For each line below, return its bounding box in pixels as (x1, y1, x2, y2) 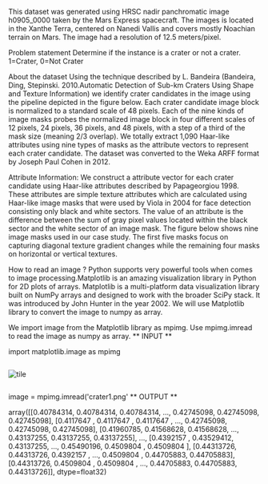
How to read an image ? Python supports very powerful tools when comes (8, 264, 254, 274)
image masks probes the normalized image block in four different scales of (8, 115, 255, 123)
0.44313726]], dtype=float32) (8, 467, 107, 476)
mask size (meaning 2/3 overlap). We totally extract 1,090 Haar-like (8, 131, 230, 141)
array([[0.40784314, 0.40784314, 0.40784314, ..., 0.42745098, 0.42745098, (8, 408, 260, 417)
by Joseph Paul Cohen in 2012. (8, 157, 110, 167)
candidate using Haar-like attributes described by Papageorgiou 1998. (8, 181, 240, 191)
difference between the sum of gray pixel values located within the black (8, 216, 248, 224)
